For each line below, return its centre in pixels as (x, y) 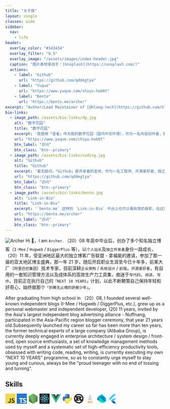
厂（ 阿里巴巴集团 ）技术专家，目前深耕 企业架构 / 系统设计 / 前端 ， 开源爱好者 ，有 (82, 268)
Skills (14, 384)
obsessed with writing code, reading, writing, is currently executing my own (84, 352)
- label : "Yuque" (33, 86)
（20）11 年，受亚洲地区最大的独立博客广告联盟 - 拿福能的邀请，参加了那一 (84, 255)
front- (157, 336)
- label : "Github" (34, 75)
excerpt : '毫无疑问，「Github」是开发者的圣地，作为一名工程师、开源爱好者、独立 (90, 172)
